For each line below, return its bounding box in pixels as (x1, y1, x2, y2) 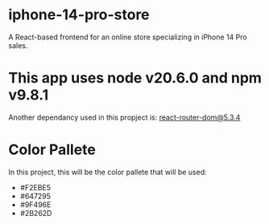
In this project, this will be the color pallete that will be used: (8, 167, 207, 177)
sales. (8, 40, 28, 50)
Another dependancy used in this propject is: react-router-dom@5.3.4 (8, 112, 241, 122)
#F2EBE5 (19, 182, 51, 192)
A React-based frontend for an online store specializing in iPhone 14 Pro (8, 32, 247, 42)
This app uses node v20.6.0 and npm (8, 69, 262, 88)
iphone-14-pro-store (8, 6, 151, 24)
